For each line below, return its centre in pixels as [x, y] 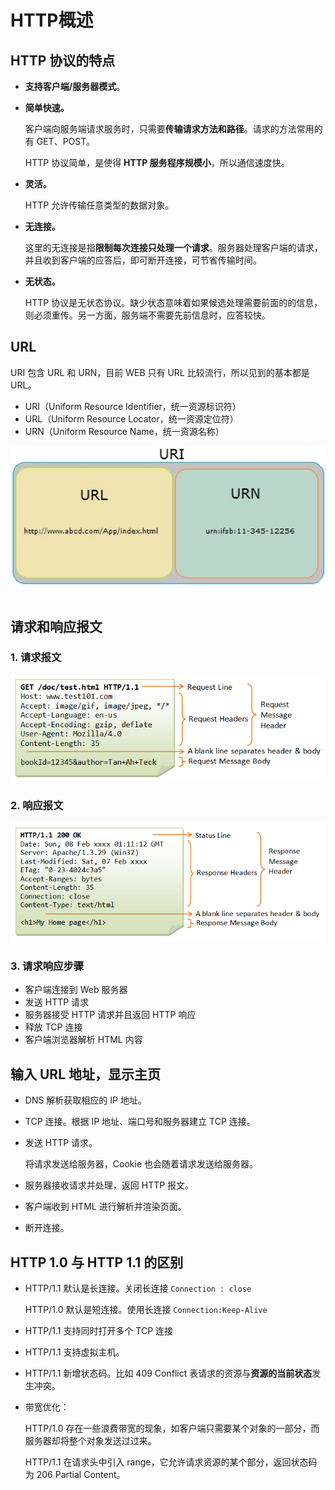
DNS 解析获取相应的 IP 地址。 [85, 1100]
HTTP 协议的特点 [63, 60]
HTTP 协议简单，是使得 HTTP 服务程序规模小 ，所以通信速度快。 [157, 162]
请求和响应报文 [56, 626]
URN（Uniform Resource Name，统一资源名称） [124, 431]
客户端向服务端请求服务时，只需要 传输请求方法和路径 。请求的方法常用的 [173, 129]
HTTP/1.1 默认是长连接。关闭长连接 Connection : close [138, 1288]
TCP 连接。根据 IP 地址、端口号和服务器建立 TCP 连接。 [140, 1122]
